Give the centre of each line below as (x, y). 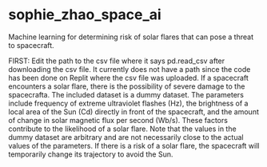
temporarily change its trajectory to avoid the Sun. (91, 154)
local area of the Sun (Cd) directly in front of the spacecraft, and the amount (134, 111)
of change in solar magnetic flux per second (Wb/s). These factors (118, 120)
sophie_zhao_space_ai (85, 15)
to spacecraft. (31, 45)
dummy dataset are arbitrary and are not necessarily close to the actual (126, 137)
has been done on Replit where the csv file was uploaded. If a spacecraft (129, 78)
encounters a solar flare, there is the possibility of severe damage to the (127, 86)
